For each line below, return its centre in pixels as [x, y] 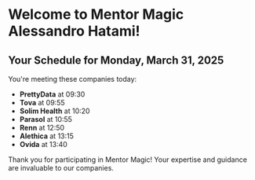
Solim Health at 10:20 [55, 111]
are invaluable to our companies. [61, 168]
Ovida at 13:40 [44, 144]
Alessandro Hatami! [74, 31]
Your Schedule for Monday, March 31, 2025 [116, 60]
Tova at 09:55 [42, 103]
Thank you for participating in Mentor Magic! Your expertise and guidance [127, 160]
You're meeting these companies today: [73, 79]
